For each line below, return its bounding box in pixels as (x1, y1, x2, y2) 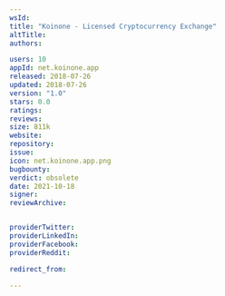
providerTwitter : (9, 223, 75, 232)
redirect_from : (9, 264, 67, 273)
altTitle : (9, 30, 47, 39)
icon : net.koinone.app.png (9, 156, 112, 165)
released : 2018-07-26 (9, 72, 92, 82)
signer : (9, 190, 39, 200)
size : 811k (9, 123, 51, 132)
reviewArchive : (9, 199, 67, 208)
